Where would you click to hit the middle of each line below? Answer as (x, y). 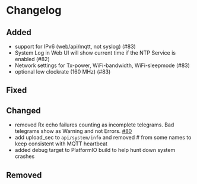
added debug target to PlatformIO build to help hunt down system (95, 150)
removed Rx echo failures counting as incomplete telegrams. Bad (94, 125)
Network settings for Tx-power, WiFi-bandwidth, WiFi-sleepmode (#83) (102, 65)
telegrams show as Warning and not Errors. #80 (73, 131)
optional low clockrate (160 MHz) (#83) (63, 72)
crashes (25, 156)
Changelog (34, 10)
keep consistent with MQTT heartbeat (61, 144)
